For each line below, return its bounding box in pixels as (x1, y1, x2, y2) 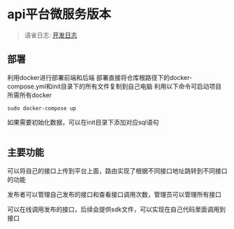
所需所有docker (7, 90, 52, 99)
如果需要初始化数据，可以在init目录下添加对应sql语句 (7, 118, 159, 126)
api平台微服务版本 (7, 6, 112, 22)
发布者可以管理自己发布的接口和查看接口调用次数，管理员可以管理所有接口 (7, 190, 221, 198)
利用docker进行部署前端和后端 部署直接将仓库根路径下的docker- (7, 73, 193, 81)
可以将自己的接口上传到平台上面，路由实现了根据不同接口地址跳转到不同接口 (7, 166, 228, 175)
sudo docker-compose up (7, 104, 77, 112)
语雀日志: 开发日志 (24, 31, 78, 39)
